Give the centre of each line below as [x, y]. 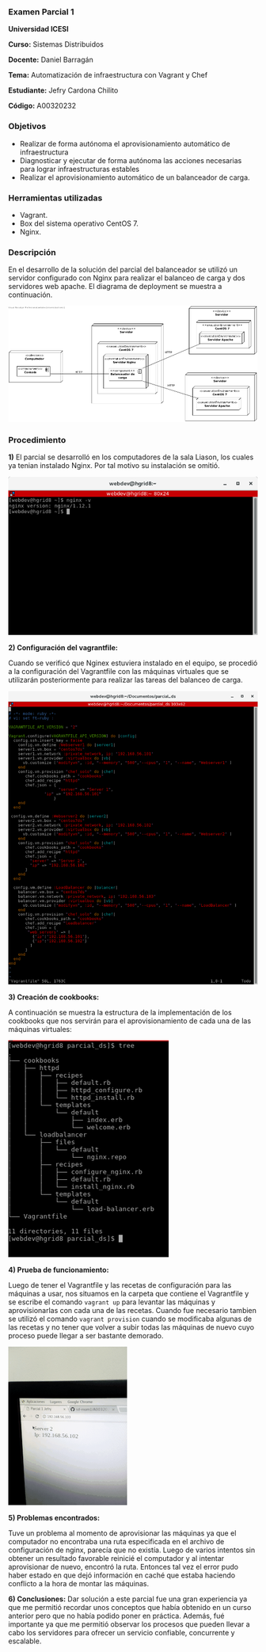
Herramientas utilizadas [55, 198]
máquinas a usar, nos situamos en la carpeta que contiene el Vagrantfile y [129, 1293]
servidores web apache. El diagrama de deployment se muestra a [115, 287]
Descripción [32, 252]
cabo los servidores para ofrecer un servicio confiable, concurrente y [122, 1632]
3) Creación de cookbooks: [54, 997]
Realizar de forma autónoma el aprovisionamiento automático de [125, 143]
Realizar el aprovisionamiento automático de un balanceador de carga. [135, 177]
